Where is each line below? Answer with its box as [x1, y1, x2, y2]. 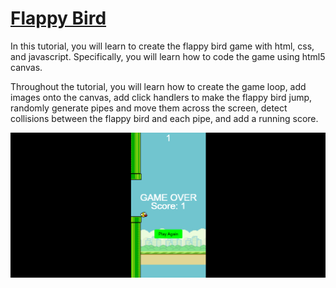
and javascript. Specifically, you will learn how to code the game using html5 [10, 50, 326, 62]
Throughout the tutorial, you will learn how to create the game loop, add [10, 80, 307, 92]
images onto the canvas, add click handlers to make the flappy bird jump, [10, 91, 313, 103]
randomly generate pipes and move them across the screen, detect [10, 102, 288, 114]
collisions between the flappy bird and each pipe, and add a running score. [10, 112, 319, 124]
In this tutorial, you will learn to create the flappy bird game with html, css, [10, 40, 315, 52]
